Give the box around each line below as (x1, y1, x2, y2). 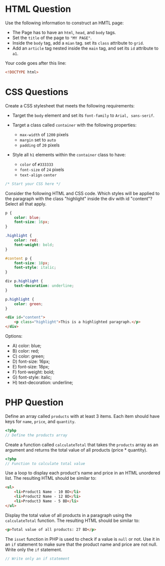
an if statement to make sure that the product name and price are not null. (5, 541, 158, 547)
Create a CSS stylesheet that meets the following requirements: (5, 103, 135, 108)
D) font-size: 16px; (12, 359, 51, 364)
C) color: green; (12, 353, 45, 359)
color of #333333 (19, 161, 54, 167)
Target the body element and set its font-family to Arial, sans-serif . (12, 112, 155, 118)
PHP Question (5, 397, 63, 408)
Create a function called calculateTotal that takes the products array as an (5, 442, 159, 448)
